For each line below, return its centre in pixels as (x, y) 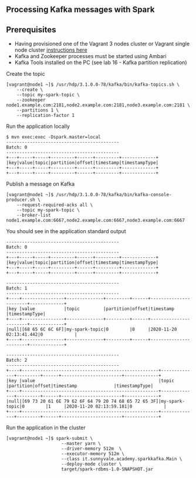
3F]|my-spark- (168, 402)
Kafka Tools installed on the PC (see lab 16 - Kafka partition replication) (101, 63)
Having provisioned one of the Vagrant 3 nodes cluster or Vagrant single (102, 44)
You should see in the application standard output (66, 231)
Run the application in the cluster (46, 427)
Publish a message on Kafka (40, 184)
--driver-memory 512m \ (92, 449)
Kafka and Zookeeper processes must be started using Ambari (90, 56)
